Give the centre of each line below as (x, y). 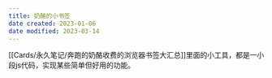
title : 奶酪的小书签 (39, 16)
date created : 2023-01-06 (52, 24)
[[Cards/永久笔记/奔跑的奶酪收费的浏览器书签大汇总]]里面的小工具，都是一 (133, 55)
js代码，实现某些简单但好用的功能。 (75, 65)
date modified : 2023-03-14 (54, 31)
